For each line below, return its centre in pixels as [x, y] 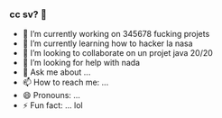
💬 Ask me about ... [56, 72]
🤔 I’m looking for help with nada [81, 63]
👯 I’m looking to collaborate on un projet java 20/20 [118, 53]
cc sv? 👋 [28, 14]
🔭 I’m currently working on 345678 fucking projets [116, 34]
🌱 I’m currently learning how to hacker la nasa [107, 43]
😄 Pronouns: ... [51, 95]
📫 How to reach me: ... [65, 82]
